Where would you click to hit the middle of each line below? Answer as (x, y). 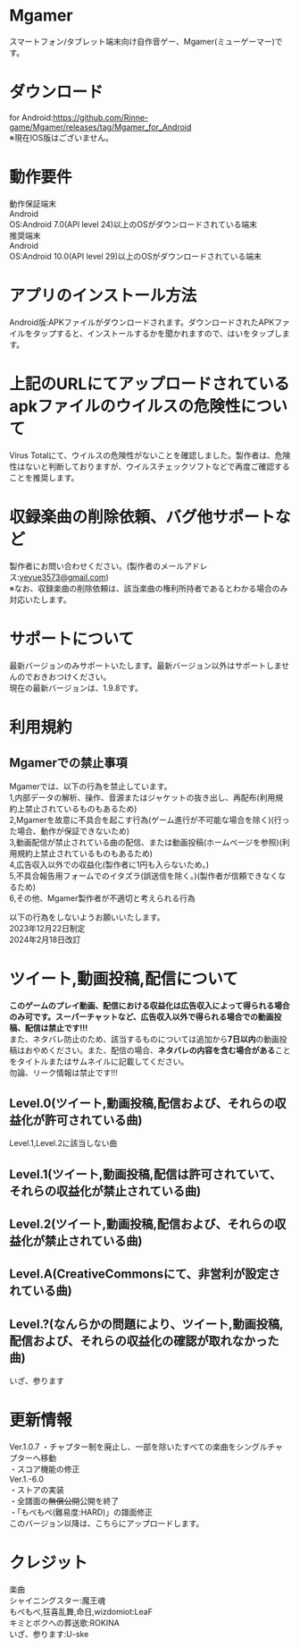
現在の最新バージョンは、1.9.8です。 (76, 688)
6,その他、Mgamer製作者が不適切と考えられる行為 (103, 898)
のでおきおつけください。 (64, 676)
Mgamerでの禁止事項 (68, 763)
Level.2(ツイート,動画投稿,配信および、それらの (142, 1224)
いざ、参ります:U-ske (49, 1635)
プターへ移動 (33, 1458)
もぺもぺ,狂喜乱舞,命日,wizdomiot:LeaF (81, 1612)
